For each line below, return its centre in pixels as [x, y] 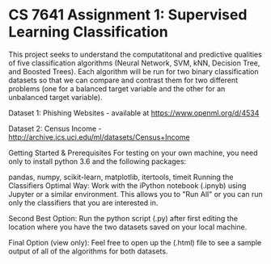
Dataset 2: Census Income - [55, 128]
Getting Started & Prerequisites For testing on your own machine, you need [133, 153]
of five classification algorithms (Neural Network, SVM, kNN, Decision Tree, [134, 63]
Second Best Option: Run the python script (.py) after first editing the [123, 218]
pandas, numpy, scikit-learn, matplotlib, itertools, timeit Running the [121, 177]
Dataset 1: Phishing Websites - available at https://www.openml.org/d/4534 [134, 113]
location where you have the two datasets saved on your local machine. [128, 227]
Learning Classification [88, 32]
